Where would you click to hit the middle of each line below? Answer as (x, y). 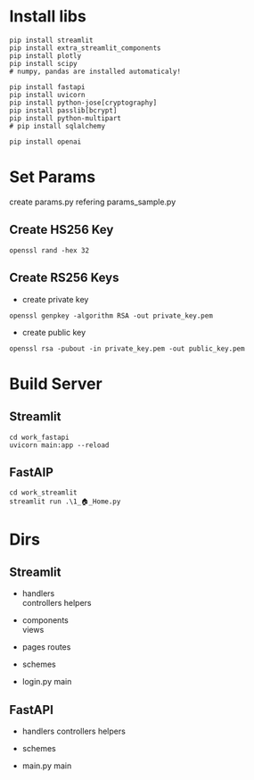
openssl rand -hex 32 (49, 250)
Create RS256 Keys (64, 278)
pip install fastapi (48, 87)
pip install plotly (45, 55)
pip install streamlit (51, 40)
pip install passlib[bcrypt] (63, 110)
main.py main (47, 766)
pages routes (46, 647)
